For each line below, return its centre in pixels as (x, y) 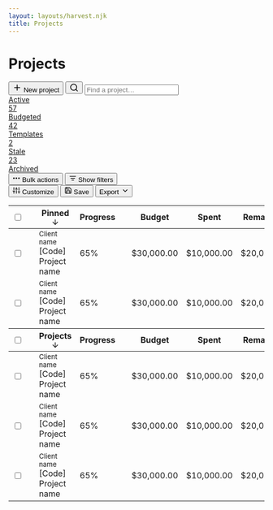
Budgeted (25, 117)
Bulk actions (40, 180)
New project (41, 90)
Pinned (56, 214)
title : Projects (36, 24)
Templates (26, 134)
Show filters (96, 180)
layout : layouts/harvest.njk (58, 16)
